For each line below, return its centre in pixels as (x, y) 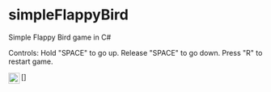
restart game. (31, 61)
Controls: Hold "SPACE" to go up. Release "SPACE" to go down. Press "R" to (135, 52)
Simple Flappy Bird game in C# (60, 37)
